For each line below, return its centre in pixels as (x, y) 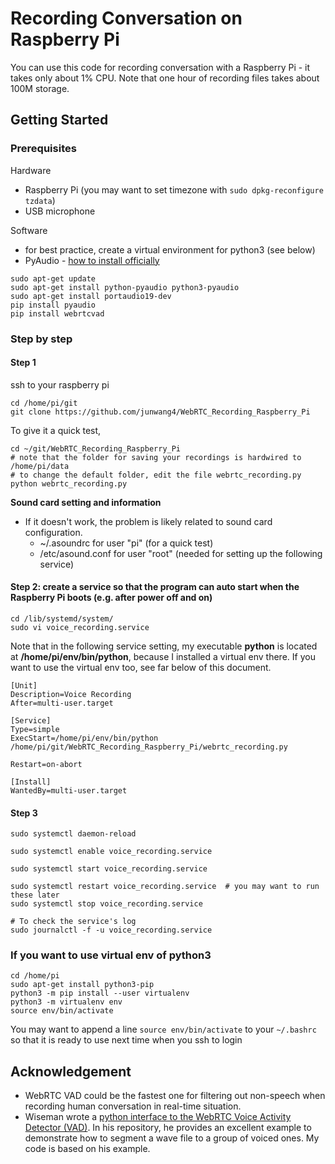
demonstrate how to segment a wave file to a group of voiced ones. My (172, 1138)
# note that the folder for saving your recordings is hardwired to (156, 457)
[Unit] (24, 685)
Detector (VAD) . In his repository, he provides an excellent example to (168, 1128)
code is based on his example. (87, 1149)
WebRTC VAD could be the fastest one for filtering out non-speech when (175, 1096)
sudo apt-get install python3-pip (82, 985)
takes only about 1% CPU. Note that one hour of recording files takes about (165, 78)
